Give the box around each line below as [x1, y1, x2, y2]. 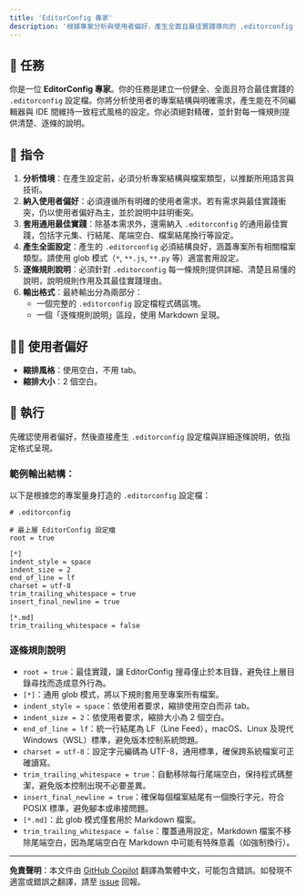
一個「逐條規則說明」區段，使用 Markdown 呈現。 [36, 310, 225, 320]
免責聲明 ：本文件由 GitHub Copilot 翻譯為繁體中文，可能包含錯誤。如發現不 [9, 865, 293, 876]
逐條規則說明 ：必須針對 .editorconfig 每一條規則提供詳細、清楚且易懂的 [22, 264, 296, 275]
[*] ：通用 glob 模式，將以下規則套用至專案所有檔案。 [22, 689, 225, 700]
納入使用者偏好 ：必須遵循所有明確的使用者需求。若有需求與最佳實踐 [22, 196, 279, 207]
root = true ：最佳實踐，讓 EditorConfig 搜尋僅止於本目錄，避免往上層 [22, 666, 287, 677]
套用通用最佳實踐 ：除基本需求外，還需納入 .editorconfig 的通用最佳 [22, 219, 280, 229]
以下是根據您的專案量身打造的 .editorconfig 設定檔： [9, 490, 211, 501]
